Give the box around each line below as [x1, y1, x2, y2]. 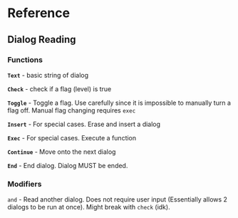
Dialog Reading [7, 33, 76, 46]
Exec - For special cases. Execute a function [7, 133, 137, 142]
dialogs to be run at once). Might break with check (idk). [7, 203, 170, 212]
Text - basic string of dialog [7, 71, 89, 79]
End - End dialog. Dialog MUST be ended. [7, 161, 128, 170]
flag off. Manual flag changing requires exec [7, 105, 136, 115]
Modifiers [7, 179, 42, 189]
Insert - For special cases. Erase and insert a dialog [7, 120, 161, 128]
